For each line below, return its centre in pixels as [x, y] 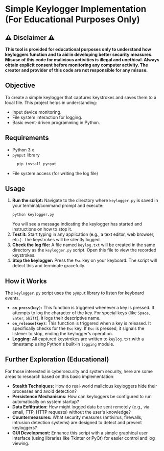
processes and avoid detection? [44, 391]
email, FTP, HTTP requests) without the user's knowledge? [71, 412]
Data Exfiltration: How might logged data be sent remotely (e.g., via [81, 407]
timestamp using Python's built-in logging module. [63, 344]
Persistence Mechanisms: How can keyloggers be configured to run [82, 396]
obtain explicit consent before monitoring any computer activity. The [77, 65]
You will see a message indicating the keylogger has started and [77, 224]
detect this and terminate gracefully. [49, 266]
